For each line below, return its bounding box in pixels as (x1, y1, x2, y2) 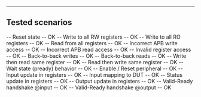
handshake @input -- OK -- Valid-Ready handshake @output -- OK (6, 84, 172, 91)
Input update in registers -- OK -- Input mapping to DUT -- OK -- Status (6, 71, 182, 78)
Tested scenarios (6, 17, 72, 27)
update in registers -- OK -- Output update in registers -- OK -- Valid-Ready (6, 77, 193, 85)
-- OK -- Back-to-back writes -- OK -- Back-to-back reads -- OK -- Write (6, 52, 187, 60)
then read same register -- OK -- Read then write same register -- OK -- (6, 58, 184, 65)
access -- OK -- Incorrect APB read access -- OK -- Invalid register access (6, 46, 191, 53)
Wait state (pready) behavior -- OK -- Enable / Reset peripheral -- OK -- (6, 65, 184, 72)
